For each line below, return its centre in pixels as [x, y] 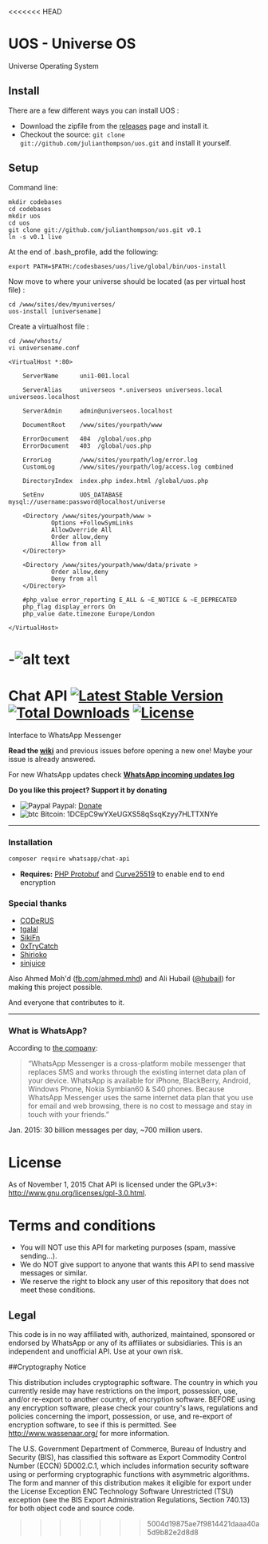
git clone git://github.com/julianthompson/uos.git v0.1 [105, 230]
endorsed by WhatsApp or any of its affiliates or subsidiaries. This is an [125, 1343]
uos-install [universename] [55, 311]
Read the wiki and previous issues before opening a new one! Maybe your [130, 750]
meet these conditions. [57, 1290]
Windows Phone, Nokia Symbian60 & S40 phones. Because [126, 1089]
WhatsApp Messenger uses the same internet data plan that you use [140, 1098]
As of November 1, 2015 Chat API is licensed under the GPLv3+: [113, 1185]
